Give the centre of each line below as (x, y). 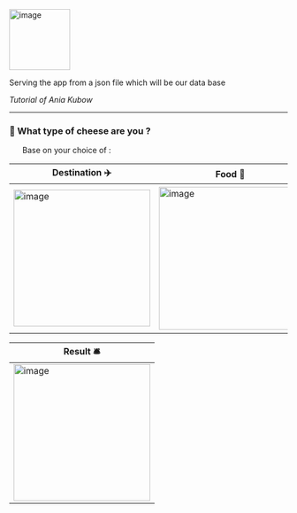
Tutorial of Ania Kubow (51, 100)
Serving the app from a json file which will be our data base (118, 82)
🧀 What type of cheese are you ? (80, 130)
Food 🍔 (230, 174)
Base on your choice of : (67, 151)
